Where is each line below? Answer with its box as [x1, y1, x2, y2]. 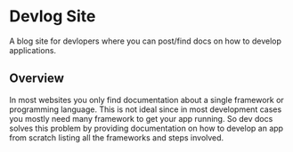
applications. [9, 44, 56, 55]
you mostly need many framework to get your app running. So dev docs [9, 113, 273, 124]
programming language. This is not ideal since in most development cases [9, 104, 282, 115]
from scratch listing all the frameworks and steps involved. [9, 132, 224, 143]
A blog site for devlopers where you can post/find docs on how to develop [9, 36, 282, 46]
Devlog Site [9, 6, 96, 27]
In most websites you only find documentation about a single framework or [9, 94, 285, 105]
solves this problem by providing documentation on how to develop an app [9, 123, 283, 133]
